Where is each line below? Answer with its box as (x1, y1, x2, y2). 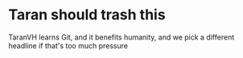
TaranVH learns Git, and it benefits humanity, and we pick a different (8, 32, 235, 42)
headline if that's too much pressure (8, 40, 129, 50)
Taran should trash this (8, 6, 167, 24)
